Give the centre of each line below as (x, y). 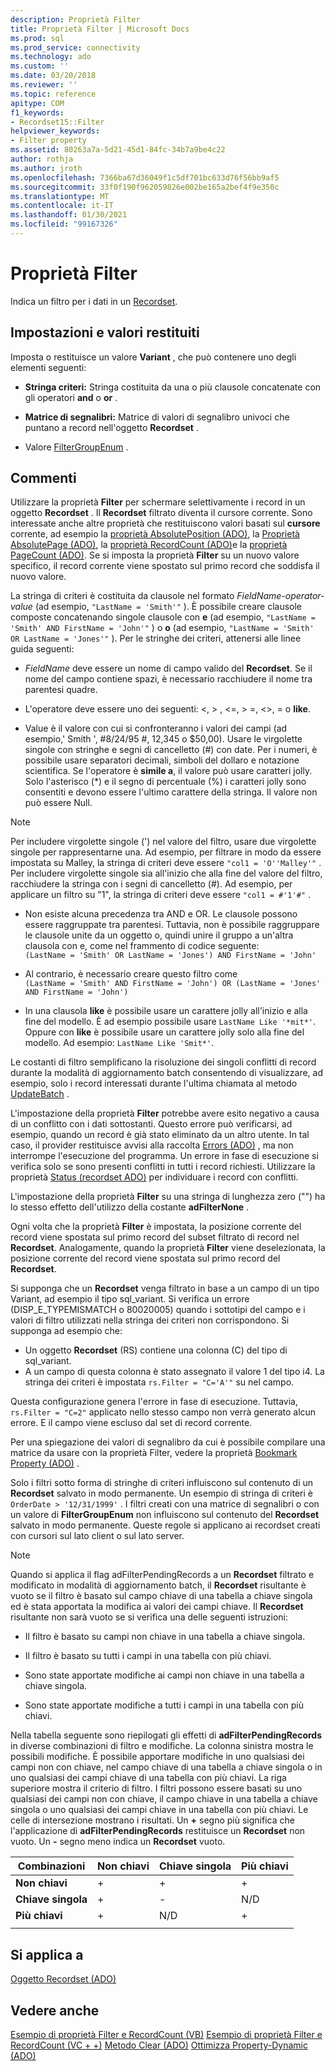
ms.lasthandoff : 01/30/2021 (69, 215)
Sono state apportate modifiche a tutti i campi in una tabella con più (164, 1705)
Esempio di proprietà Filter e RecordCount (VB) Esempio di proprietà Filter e (166, 2035)
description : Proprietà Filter (75, 19)
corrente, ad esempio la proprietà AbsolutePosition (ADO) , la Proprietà (155, 534)
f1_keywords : (37, 112)
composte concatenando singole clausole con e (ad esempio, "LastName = (163, 617)
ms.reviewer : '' (44, 85)
